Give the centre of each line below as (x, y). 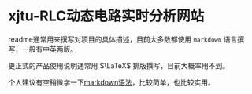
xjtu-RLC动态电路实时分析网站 (106, 16)
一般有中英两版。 (49, 49)
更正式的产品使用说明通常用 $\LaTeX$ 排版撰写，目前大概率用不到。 (119, 65)
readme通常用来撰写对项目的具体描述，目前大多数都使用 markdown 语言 (123, 39)
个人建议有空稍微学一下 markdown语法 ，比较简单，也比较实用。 (111, 82)
